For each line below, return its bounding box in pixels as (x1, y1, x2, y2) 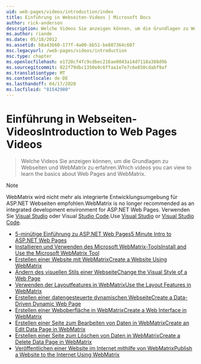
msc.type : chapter (6, 53, 52, 59)
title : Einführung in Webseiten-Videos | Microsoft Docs (6, 14, 151, 20)
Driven (14, 300, 32, 307)
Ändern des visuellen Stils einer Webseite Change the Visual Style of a (14, 268, 187, 276)
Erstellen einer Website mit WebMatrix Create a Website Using (14, 255, 167, 263)
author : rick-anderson (6, 20, 63, 26)
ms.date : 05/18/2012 (6, 36, 58, 42)
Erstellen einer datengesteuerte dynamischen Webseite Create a (14, 293, 172, 301)
